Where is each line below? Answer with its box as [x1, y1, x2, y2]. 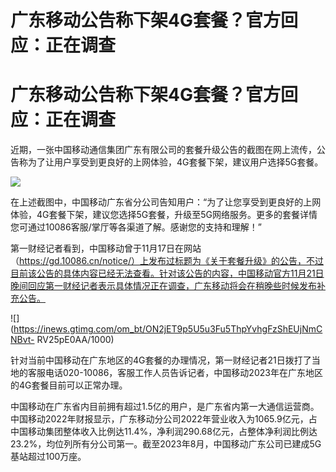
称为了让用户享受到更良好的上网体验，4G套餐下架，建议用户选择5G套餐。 [18, 156, 324, 168]
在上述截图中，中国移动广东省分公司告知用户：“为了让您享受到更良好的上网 [10, 196, 322, 208]
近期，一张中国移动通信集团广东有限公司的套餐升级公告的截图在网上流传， [10, 144, 317, 156]
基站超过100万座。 [10, 451, 87, 463]
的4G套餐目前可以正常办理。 [10, 379, 128, 391]
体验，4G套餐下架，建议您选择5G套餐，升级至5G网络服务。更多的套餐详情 [10, 209, 318, 221]
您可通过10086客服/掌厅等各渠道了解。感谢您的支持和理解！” [10, 221, 262, 233]
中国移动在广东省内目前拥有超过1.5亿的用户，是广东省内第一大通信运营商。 [10, 401, 320, 413]
